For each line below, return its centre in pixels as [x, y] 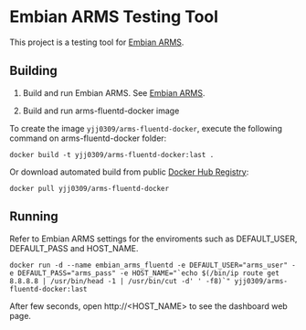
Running [34, 217]
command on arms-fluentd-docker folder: [88, 138]
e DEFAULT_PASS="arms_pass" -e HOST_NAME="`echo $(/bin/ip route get [145, 273]
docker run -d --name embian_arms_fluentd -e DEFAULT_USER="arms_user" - [153, 265]
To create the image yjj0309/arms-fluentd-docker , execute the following [146, 128]
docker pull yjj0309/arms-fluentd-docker [90, 188]
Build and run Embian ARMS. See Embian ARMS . [114, 92]
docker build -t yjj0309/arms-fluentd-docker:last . [112, 154]
